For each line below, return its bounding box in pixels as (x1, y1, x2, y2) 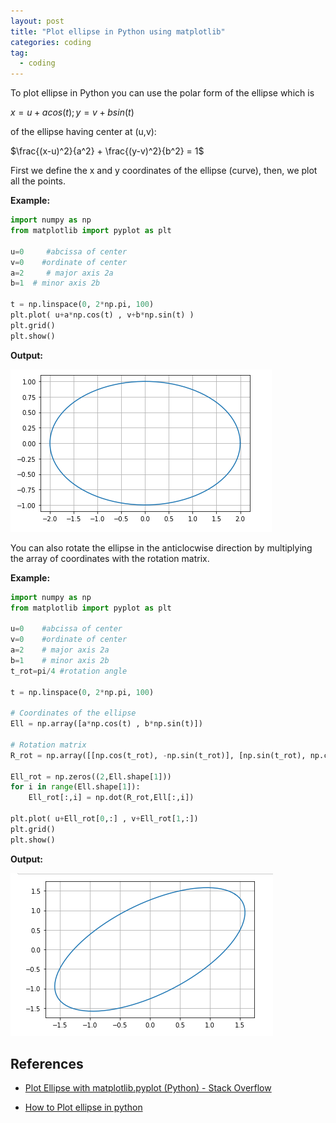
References (10, 1056, 84, 1073)
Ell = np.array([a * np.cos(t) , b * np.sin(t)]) (10, 719, 203, 729)
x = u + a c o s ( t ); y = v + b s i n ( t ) (10, 106, 135, 119)
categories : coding (10, 37, 92, 47)
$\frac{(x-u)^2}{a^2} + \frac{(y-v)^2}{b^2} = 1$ (10, 145, 205, 157)
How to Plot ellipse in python (24, 1101, 143, 1114)
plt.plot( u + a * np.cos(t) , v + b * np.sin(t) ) (10, 310, 195, 320)
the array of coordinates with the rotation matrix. (10, 552, 210, 564)
